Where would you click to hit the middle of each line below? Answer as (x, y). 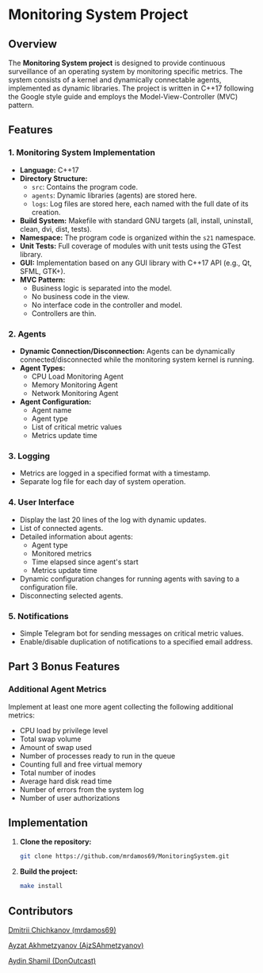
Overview (33, 44)
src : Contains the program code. (85, 187)
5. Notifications (38, 616)
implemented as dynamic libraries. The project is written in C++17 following (131, 88)
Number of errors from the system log (82, 789)
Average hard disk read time (66, 781)
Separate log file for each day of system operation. (103, 482)
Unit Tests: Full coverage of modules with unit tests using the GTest (130, 246)
